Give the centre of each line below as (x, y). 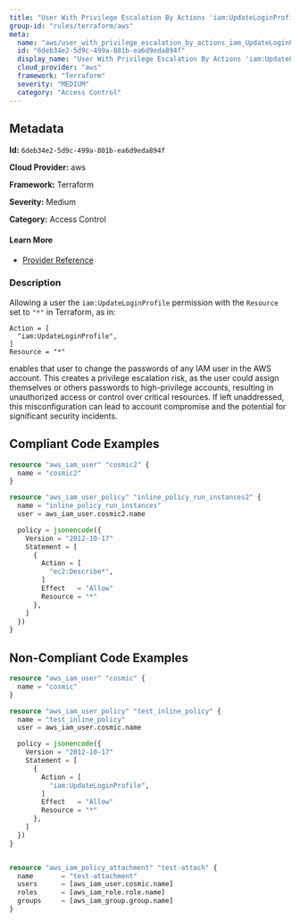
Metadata (37, 128)
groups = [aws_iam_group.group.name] (96, 901)
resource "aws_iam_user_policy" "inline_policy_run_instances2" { (135, 497)
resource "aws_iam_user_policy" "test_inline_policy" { (115, 711)
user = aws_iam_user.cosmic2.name (81, 514)
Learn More (31, 240)
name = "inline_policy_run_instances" (90, 506)
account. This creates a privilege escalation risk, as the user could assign (144, 377)
